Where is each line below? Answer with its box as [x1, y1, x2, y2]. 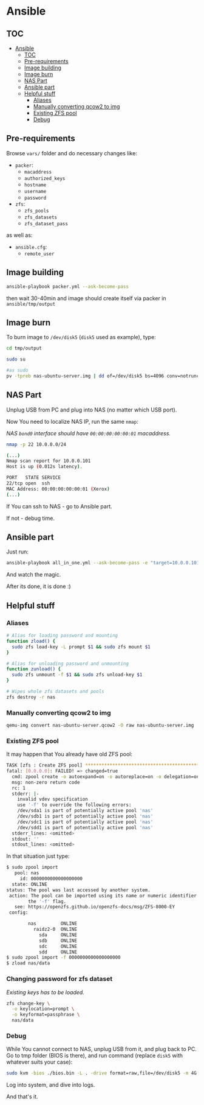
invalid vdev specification [17, 796, 88, 802]
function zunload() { [6, 666, 61, 672]
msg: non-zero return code [12, 779, 80, 785]
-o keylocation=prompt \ [12, 1006, 75, 1012]
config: [8, 910, 29, 916]
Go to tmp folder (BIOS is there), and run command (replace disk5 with [6, 1052, 183, 1059]
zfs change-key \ [6, 1000, 50, 1006]
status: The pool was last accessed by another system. [6, 887, 151, 893]
